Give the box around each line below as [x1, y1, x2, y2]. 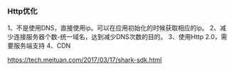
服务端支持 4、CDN [13, 41, 71, 50]
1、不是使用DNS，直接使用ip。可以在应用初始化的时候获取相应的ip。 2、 [7, 23, 220, 33]
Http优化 [7, 6, 38, 16]
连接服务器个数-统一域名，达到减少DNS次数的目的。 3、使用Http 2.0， [13, 33, 221, 41]
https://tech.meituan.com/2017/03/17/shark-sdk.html [7, 55, 162, 65]
